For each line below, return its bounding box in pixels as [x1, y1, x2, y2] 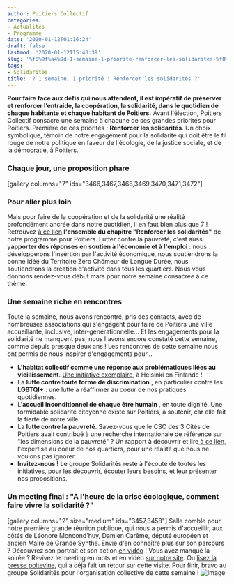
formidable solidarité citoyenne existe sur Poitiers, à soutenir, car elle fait [17, 407, 226, 416]
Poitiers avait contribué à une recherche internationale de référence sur [17, 430, 223, 438]
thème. [7, 279, 28, 287]
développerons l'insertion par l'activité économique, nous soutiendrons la [7, 249, 218, 258]
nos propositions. [17, 474, 68, 483]
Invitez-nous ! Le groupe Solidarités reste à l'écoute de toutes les [17, 460, 207, 468]
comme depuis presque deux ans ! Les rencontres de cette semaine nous [7, 343, 218, 351]
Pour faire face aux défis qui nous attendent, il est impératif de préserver [7, 94, 222, 103]
